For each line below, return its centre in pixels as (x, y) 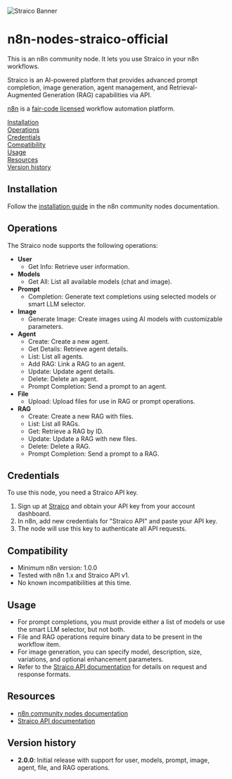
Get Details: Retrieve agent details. (78, 349)
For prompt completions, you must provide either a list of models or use (121, 622)
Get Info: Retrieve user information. (79, 266)
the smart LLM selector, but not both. (71, 629)
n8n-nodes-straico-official (88, 39)
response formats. (44, 674)
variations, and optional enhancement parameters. (90, 659)
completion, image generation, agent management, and (88, 87)
